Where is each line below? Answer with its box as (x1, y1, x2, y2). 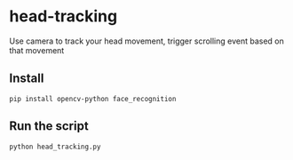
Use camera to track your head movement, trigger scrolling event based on (9, 36, 284, 46)
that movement (9, 44, 65, 55)
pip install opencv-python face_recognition (9, 94, 177, 103)
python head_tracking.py (9, 142, 101, 151)
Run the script (9, 118, 89, 134)
